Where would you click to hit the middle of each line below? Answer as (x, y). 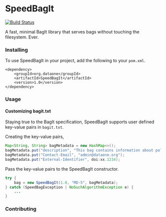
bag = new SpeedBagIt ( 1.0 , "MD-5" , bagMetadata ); (66, 182)
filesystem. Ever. (22, 37)
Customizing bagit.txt (28, 111)
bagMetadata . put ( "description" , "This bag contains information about (79, 150)
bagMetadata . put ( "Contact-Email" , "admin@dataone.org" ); (65, 155)
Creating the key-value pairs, (35, 137)
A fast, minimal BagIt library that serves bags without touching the (72, 32)
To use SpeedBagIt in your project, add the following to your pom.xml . (75, 61)
